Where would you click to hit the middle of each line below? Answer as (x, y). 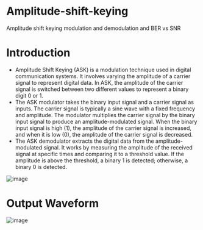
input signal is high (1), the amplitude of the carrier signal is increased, (103, 128)
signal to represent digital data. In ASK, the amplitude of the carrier (99, 82)
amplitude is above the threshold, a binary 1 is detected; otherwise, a (101, 160)
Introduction (38, 53)
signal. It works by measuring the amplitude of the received (118, 147)
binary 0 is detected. (41, 167)
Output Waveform (53, 203)
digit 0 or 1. (29, 95)
